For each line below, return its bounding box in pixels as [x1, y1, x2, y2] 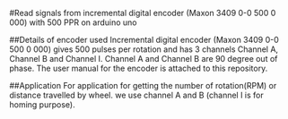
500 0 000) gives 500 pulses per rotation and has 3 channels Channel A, [9, 44, 279, 55]
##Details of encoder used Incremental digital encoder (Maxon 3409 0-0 [9, 35, 280, 45]
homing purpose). [9, 99, 75, 110]
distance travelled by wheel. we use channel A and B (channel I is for [9, 89, 265, 100]
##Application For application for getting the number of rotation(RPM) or [9, 81, 277, 90]
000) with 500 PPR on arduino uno [9, 17, 137, 28]
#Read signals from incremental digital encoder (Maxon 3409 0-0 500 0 [9, 8, 276, 18]
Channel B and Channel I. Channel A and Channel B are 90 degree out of [9, 54, 278, 64]
